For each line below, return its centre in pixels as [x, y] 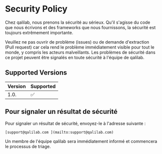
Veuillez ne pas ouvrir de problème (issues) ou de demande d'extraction [77, 42]
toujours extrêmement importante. [39, 32]
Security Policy [36, 9]
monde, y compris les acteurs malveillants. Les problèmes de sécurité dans [80, 52]
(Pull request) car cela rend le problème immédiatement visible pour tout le [80, 47]
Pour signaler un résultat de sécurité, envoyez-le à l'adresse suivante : [75, 123]
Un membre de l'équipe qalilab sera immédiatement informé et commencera [81, 141]
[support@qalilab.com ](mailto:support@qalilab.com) [59, 132]
